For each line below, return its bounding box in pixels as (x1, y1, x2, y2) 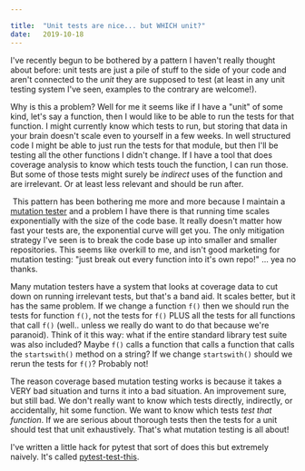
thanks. (10, 263, 39, 274)
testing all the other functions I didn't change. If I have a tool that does (10, 149, 273, 160)
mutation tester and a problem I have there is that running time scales (10, 205, 271, 216)
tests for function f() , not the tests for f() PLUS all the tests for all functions (10, 309, 296, 320)
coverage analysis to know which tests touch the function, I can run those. (10, 159, 289, 170)
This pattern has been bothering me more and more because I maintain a (12, 196, 286, 207)
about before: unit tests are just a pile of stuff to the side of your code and (10, 64, 287, 75)
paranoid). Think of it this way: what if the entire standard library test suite (10, 329, 288, 340)
